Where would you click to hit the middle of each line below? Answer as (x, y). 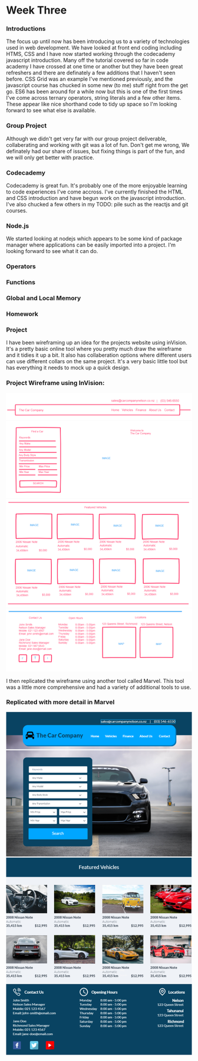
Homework (22, 314)
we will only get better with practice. (50, 157)
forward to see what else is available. (51, 110)
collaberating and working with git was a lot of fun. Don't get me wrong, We (98, 144)
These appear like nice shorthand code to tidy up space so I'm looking (92, 104)
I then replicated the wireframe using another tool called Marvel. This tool (95, 681)
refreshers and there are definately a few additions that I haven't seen (91, 73)
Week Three (37, 10)
